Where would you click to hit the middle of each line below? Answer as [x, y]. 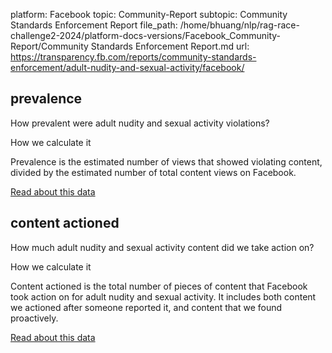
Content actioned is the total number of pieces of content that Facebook [159, 286]
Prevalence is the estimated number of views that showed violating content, [166, 161]
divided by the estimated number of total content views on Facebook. [153, 172]
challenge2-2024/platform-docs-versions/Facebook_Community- [146, 35]
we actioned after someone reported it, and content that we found [146, 307]
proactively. [34, 318]
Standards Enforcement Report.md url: [170, 46]
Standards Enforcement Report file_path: [94, 25]
